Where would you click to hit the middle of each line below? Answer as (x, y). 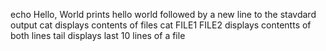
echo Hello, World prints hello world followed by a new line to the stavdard (163, 14)
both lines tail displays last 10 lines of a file (98, 35)
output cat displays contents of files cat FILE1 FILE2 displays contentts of (161, 25)
